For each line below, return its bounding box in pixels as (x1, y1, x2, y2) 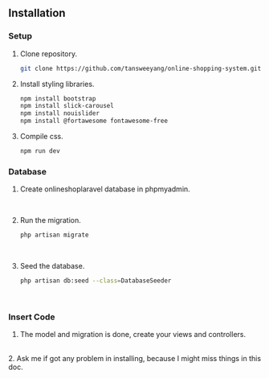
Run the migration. (19, 216, 82, 225)
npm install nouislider (19, 109, 100, 117)
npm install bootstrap (19, 94, 96, 103)
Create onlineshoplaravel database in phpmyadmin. (19, 184, 190, 194)
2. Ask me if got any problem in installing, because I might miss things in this (8, 354, 262, 364)
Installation (8, 6, 66, 20)
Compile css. (19, 132, 63, 142)
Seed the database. (19, 261, 85, 271)
